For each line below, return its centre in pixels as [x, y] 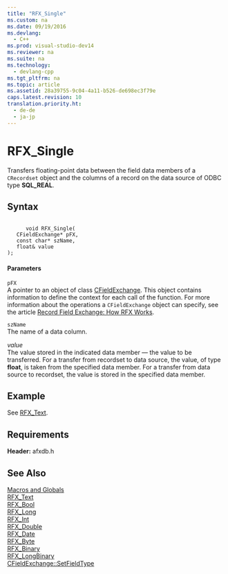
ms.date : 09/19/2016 [37, 26]
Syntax [23, 206]
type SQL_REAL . [31, 185]
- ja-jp [25, 116]
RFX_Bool [21, 505]
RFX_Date [21, 534]
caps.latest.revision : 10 [44, 98]
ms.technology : [29, 65]
